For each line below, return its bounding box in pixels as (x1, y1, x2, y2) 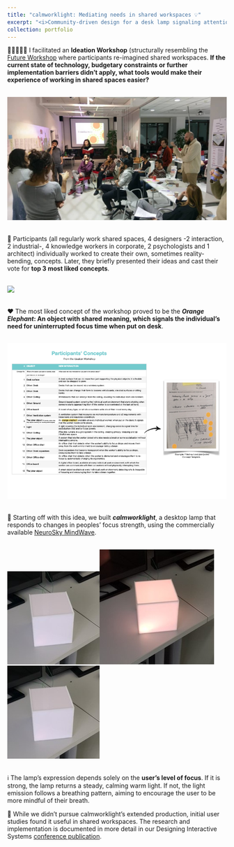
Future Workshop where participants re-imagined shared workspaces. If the (7, 53, 226, 62)
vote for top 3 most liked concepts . (7, 264, 110, 273)
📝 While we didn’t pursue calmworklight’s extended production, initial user (7, 810, 220, 818)
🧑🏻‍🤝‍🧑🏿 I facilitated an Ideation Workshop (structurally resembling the (7, 46, 208, 55)
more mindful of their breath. (7, 797, 90, 805)
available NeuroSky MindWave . (7, 528, 97, 537)
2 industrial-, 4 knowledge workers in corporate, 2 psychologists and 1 (7, 242, 210, 250)
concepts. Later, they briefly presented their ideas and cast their (33, 256, 219, 265)
